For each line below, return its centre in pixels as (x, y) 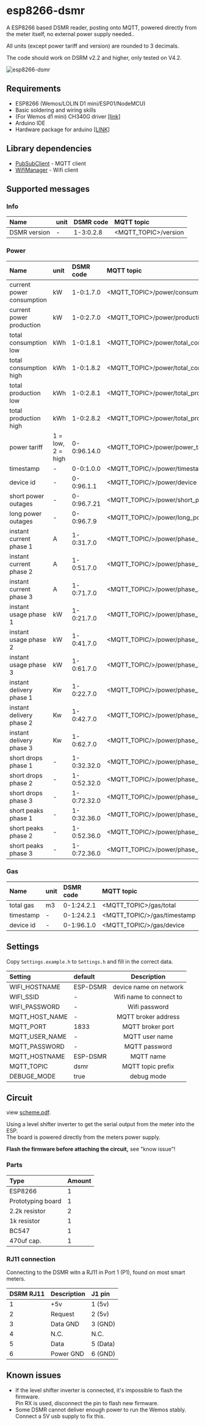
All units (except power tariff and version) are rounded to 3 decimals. (93, 46)
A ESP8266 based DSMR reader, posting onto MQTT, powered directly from (102, 27)
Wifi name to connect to (148, 997)
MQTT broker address (148, 1016)
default (84, 977)
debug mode (148, 1076)
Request (63, 1314)
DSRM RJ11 (27, 1294)
